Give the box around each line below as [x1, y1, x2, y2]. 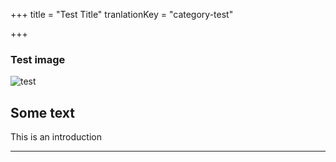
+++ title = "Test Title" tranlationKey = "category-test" [10, 9, 234, 20]
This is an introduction [10, 131, 102, 143]
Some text [10, 104, 76, 121]
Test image [10, 52, 66, 66]
